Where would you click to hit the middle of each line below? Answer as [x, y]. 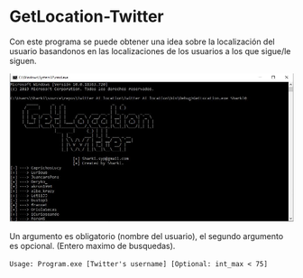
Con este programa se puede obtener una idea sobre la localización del [142, 42]
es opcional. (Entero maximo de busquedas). [92, 246]
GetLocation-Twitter [87, 17]
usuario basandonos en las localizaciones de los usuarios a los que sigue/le [150, 51]
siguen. [23, 60]
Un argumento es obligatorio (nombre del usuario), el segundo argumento [147, 236]
